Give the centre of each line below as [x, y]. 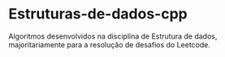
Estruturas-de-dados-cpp [98, 14]
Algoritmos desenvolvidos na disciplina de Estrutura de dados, [113, 36]
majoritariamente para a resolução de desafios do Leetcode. [110, 44]
